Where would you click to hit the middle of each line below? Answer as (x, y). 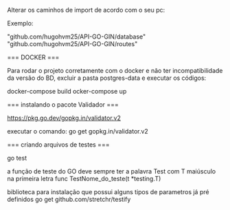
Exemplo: (20, 23)
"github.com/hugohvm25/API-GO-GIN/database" (77, 36)
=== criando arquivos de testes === (58, 145)
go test (17, 158)
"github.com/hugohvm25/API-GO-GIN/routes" (72, 44)
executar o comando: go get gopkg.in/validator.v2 (78, 131)
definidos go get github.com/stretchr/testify (69, 199)
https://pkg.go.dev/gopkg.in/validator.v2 (64, 118)
